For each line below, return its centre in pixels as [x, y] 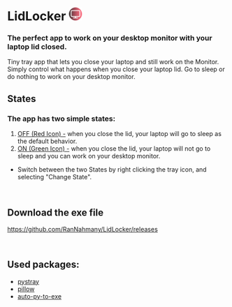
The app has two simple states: [61, 119]
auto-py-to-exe [39, 296]
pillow [26, 289]
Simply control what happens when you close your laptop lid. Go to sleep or [116, 69]
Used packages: [43, 265]
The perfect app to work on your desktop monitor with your [110, 38]
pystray [28, 281]
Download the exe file [55, 212]
